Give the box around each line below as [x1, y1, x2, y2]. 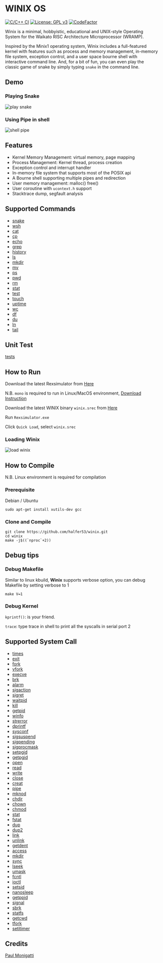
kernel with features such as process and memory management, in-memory [5, 48, 158, 54]
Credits [5, 940, 28, 948]
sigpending [12, 738, 35, 745]
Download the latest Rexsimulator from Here [5, 381, 94, 387]
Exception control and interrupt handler [12, 165, 91, 170]
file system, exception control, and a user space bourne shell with [5, 53, 138, 59]
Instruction [5, 396, 27, 401]
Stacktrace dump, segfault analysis [12, 190, 83, 196]
